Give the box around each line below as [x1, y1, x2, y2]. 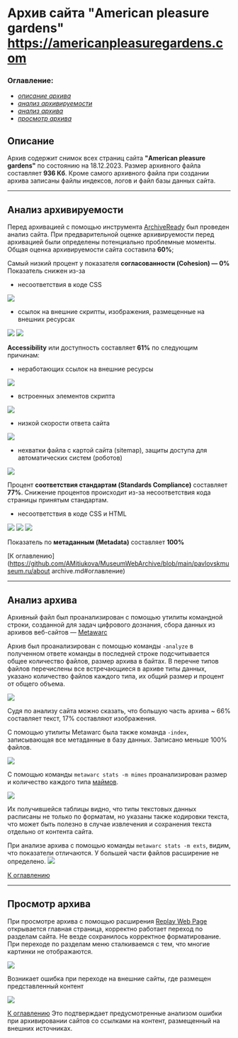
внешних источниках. [7, 1024, 73, 1032]
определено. [7, 857, 46, 865]
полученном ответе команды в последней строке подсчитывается [7, 649, 210, 658]
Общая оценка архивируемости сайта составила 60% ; [7, 245, 174, 254]
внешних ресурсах [17, 315, 76, 324]
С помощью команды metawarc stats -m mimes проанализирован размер [7, 769, 227, 779]
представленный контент [7, 982, 84, 990]
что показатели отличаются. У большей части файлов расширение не [7, 848, 220, 857]
